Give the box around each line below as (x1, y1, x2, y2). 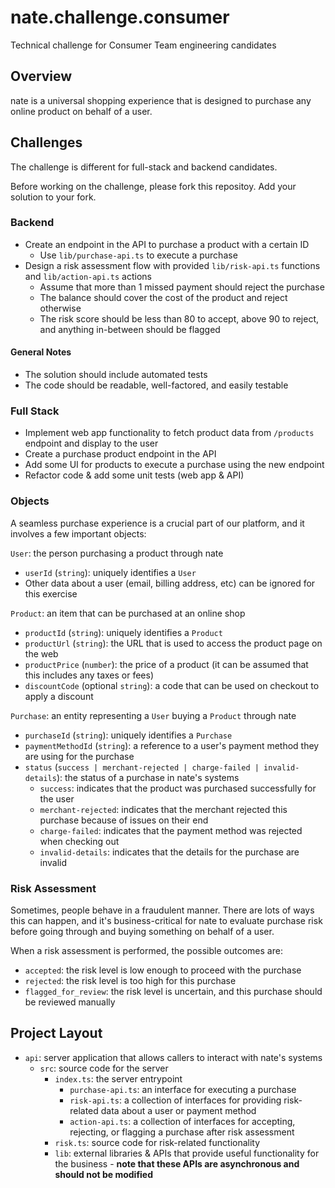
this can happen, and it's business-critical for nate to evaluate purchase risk (10, 914, 323, 926)
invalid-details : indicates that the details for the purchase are (39, 846, 300, 858)
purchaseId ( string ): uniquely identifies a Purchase (24, 729, 233, 741)
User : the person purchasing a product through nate (10, 547, 224, 559)
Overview (10, 68, 73, 85)
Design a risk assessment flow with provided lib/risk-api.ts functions (24, 259, 321, 271)
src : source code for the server (39, 1062, 169, 1074)
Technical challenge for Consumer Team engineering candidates (10, 39, 277, 51)
